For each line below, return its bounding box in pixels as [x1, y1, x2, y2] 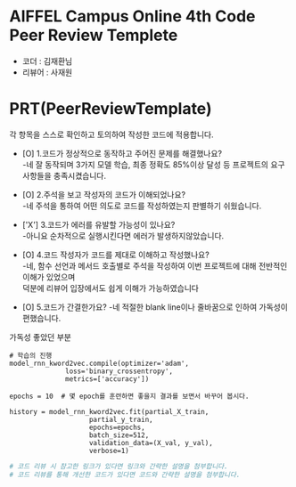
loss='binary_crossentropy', [65, 367, 174, 376]
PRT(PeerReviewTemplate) [9, 99, 212, 119]
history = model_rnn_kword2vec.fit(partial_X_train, [9, 407, 210, 416]
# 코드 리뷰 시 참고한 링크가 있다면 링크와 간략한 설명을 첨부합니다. [9, 461, 229, 471]
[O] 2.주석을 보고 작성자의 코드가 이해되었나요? [21, 189, 185, 199]
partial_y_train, [88, 415, 153, 424]
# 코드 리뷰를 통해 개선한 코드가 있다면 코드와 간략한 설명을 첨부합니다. [9, 470, 241, 479]
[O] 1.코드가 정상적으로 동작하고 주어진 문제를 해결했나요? [21, 148, 223, 158]
